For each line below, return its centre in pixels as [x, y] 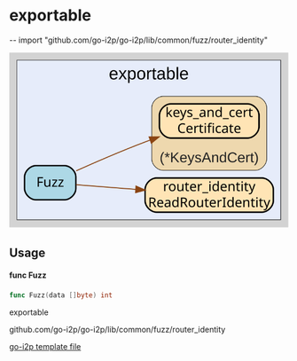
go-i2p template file [45, 346]
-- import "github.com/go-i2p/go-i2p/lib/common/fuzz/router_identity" [139, 40]
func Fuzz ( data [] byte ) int [61, 295]
